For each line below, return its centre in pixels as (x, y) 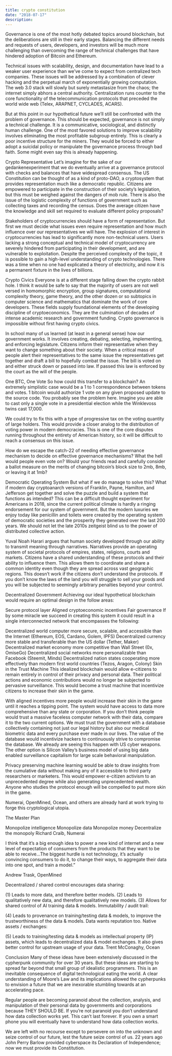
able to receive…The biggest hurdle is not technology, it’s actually (74, 854)
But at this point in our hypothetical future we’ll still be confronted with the (83, 114)
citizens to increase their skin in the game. (50, 691)
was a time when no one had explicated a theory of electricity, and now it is (85, 265)
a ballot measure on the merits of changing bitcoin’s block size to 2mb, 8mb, (86, 467)
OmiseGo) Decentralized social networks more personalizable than (76, 653)
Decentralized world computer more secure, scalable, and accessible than (84, 631)
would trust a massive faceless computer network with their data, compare (84, 717)
